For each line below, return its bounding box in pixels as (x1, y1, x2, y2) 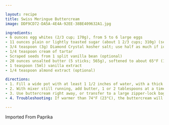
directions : (5, 77, 30, 82)
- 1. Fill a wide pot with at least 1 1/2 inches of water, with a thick (5, 82, 163, 87)
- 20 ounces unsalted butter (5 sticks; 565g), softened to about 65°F (5, 58, 158, 64)
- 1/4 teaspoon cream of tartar (5, 49, 73, 54)
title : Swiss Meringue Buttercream (5, 16, 80, 22)
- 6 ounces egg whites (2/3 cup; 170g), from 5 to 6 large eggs (5, 35, 143, 40)
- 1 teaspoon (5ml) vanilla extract (5, 63, 82, 68)
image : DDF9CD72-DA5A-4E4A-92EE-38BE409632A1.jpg (5, 21, 112, 26)
